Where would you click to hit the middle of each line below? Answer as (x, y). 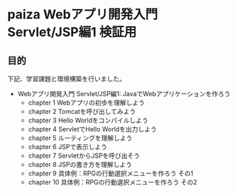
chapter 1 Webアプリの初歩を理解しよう (87, 103)
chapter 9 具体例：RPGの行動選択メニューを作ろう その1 (111, 173)
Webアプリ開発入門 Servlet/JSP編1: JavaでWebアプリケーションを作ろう (124, 94)
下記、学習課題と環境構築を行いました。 (66, 79)
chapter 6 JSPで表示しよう (68, 147)
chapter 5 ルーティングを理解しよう (80, 138)
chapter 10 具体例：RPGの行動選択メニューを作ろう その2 (112, 182)
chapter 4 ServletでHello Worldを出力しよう (93, 129)
